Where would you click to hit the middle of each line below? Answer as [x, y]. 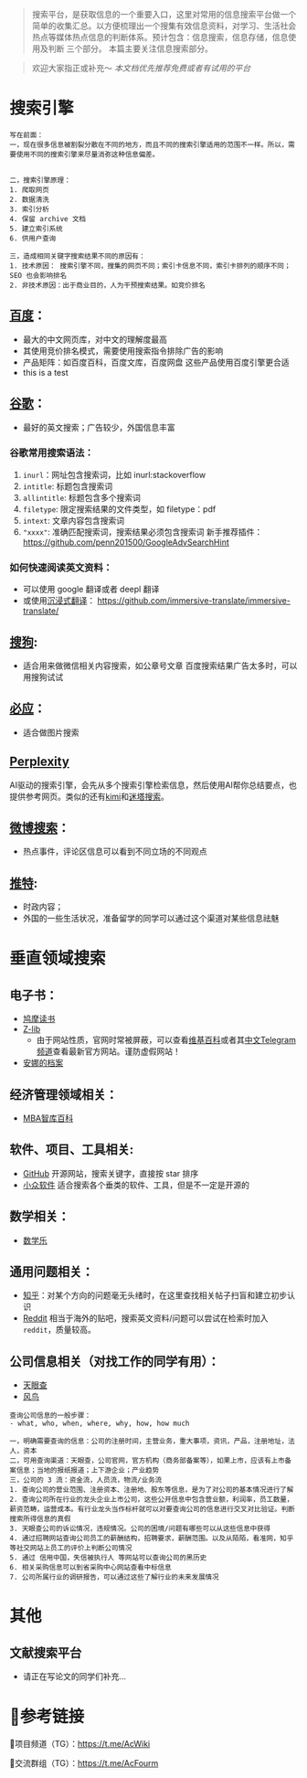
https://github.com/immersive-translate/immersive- [194, 601]
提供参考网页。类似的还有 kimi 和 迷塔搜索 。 [89, 796]
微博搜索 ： [40, 828]
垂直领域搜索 [58, 958]
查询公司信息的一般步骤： [50, 1416]
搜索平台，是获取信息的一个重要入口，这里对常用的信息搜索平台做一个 [164, 14]
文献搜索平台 [46, 1652]
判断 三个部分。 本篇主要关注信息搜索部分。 [130, 48]
